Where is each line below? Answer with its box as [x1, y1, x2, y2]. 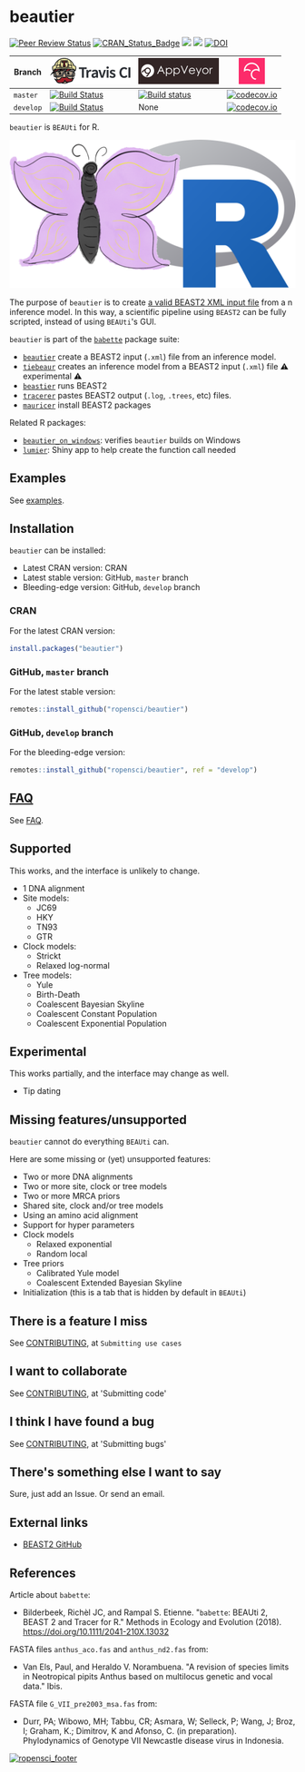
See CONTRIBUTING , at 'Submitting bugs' [9, 1438, 167, 1449]
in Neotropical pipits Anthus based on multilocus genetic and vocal [22, 1671, 273, 1682]
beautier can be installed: [9, 545, 106, 556]
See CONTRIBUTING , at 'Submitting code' [9, 1387, 167, 1399]
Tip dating [22, 1086, 61, 1097]
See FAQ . [9, 814, 44, 825]
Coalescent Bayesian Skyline [35, 999, 145, 1009]
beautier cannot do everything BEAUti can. [9, 1137, 170, 1147]
